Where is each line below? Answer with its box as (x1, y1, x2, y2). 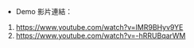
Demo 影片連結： (15, 7, 73, 16)
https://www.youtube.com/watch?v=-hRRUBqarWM (15, 31, 186, 40)
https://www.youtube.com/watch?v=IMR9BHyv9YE (15, 23, 184, 31)
